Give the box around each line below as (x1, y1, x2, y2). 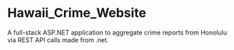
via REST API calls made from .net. (7, 35, 109, 44)
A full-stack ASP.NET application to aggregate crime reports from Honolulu (7, 28, 228, 37)
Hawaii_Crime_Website (7, 5, 147, 21)
